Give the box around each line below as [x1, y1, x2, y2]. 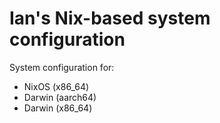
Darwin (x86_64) [23, 102, 93, 114]
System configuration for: [9, 61, 115, 73]
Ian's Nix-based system [9, 7, 211, 30]
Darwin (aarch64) [23, 91, 97, 103]
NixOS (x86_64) [23, 80, 90, 92]
